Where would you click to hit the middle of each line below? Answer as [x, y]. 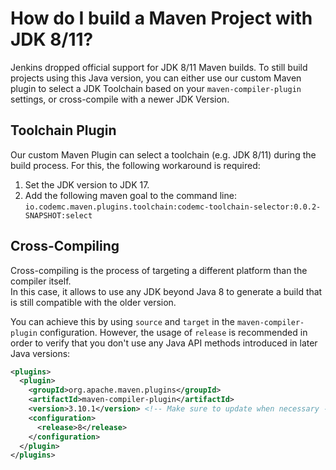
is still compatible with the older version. [93, 302]
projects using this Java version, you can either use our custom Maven [156, 78]
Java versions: [40, 353]
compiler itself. [41, 281]
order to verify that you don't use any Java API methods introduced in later [164, 343]
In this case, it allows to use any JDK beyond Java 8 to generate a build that [166, 291]
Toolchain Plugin [63, 130]
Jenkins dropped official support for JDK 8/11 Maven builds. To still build [159, 67]
